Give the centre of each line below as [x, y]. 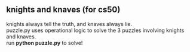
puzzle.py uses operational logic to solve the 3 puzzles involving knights [95, 30]
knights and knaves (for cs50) [63, 10]
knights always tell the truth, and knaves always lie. [69, 24]
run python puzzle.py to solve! [45, 43]
